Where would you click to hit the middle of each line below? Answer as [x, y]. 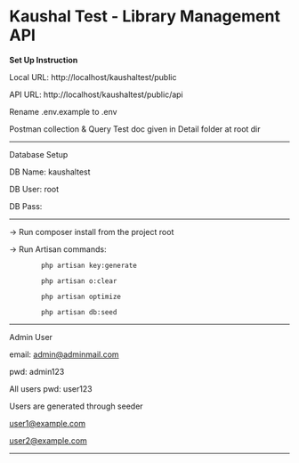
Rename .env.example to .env [63, 111]
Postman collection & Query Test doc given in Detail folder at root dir [135, 129]
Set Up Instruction [44, 60]
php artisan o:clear [79, 281]
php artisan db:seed [79, 312]
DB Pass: [26, 206]
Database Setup [39, 154]
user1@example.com [48, 423]
